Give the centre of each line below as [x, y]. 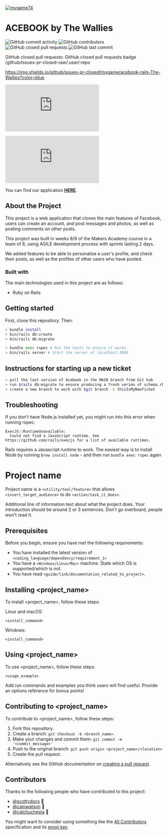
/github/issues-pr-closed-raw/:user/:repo [48, 62]
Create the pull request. [37, 754]
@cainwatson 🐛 [28, 807]
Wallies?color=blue [25, 77]
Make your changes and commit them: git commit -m [67, 739]
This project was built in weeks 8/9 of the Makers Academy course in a [78, 238]
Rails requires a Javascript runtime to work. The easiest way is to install [79, 450]
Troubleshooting [32, 405]
